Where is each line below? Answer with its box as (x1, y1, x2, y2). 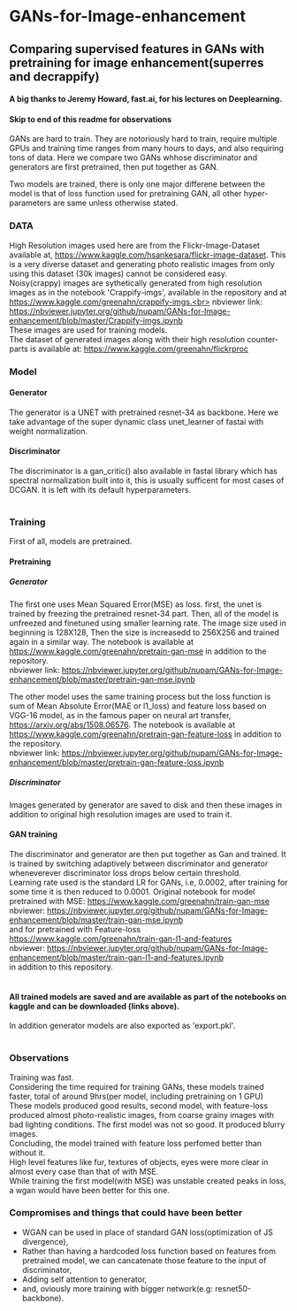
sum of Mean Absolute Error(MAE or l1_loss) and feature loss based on (9, 701, 267, 711)
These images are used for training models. (9, 325, 168, 335)
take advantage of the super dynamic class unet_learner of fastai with (9, 416, 263, 426)
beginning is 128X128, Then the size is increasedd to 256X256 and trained (9, 626, 280, 638)
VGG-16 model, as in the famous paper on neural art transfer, (9, 709, 232, 720)
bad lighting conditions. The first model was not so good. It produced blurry (9, 1119, 286, 1130)
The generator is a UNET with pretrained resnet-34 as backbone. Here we (9, 407, 279, 418)
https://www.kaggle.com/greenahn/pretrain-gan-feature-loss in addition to (9, 728, 282, 740)
